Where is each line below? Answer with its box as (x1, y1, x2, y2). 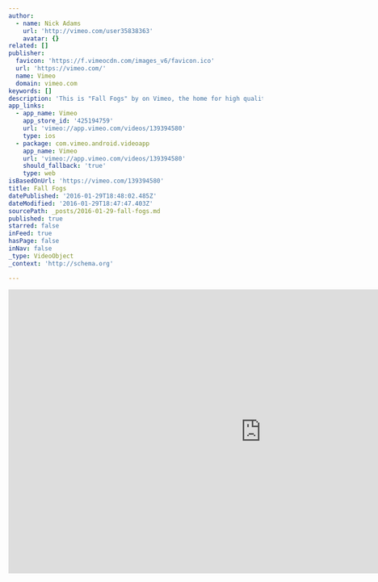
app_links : (8, 102, 45, 110)
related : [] (8, 42, 48, 50)
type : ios (23, 132, 57, 140)
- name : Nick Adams (15, 19, 82, 27)
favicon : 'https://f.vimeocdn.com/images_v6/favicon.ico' (15, 57, 216, 65)
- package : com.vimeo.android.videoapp (15, 139, 150, 148)
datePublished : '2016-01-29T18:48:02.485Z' (8, 191, 157, 200)
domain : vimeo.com (15, 79, 78, 87)
